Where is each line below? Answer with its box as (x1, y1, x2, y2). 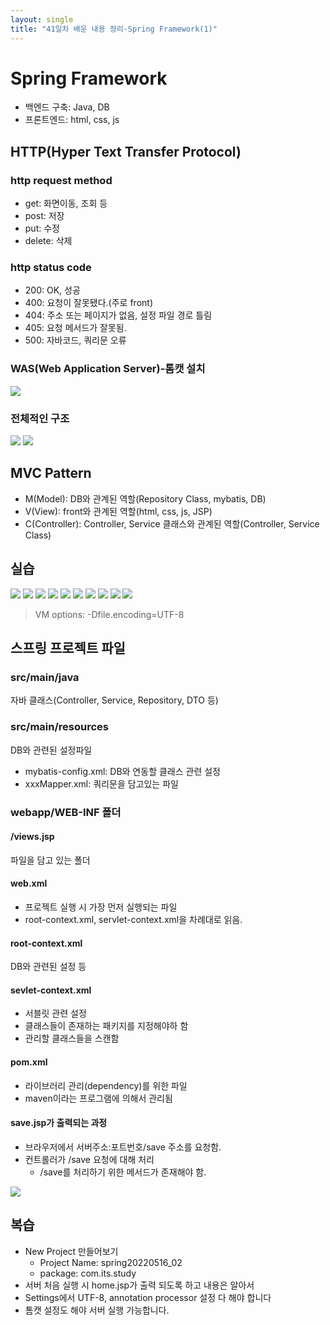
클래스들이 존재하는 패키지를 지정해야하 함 (24, 1020, 189, 1032)
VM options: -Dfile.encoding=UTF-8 (34, 608, 185, 620)
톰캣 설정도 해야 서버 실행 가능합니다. (24, 1304, 170, 1316)
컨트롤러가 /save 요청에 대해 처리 (24, 1153, 155, 1165)
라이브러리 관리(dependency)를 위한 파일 (24, 1079, 188, 1091)
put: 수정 (24, 222, 60, 235)
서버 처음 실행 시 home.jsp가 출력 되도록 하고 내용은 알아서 (24, 1279, 255, 1291)
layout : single (10, 14, 74, 25)
